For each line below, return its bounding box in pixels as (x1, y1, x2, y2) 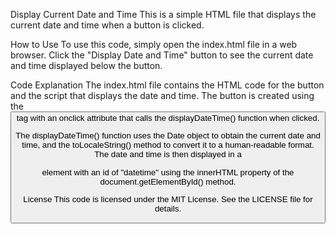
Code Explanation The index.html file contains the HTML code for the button (10, 79, 325, 91)
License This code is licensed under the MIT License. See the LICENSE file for (23, 194, 313, 204)
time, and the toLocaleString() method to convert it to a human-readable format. (21, 140, 315, 151)
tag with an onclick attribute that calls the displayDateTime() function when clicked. (16, 113, 320, 123)
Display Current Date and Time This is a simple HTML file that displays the (10, 9, 317, 20)
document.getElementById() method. (99, 176, 237, 187)
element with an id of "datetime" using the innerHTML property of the (41, 167, 295, 178)
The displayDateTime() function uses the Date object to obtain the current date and (15, 130, 321, 141)
